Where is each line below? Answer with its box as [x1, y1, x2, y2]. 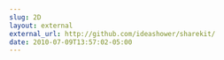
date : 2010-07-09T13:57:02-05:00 [9, 37, 133, 47]
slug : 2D [9, 12, 42, 22]
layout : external [9, 21, 73, 30]
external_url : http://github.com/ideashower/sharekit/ [9, 29, 216, 38]
